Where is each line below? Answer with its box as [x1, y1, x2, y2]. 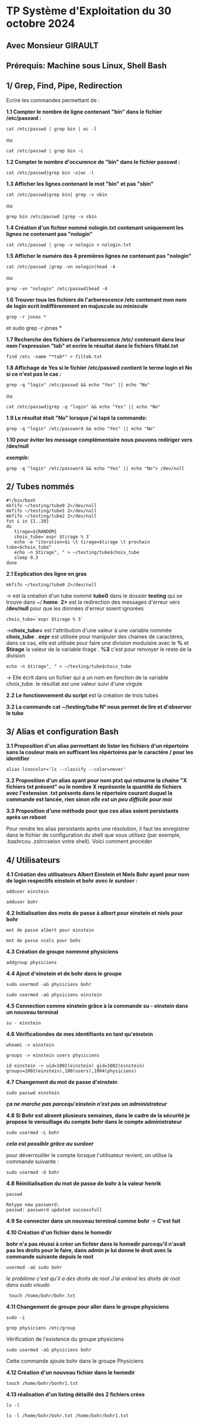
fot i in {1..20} [6, 518, 49, 524]
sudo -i [6, 1315, 26, 1321]
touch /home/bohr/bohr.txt [8, 1293, 76, 1299]
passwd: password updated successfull [6, 1207, 102, 1213]
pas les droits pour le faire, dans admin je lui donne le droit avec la [6, 1247, 172, 1254]
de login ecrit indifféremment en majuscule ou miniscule [6, 302, 149, 310]
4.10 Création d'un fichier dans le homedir [6, 1229, 112, 1236]
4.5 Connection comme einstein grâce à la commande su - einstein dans [6, 1003, 188, 1010]
